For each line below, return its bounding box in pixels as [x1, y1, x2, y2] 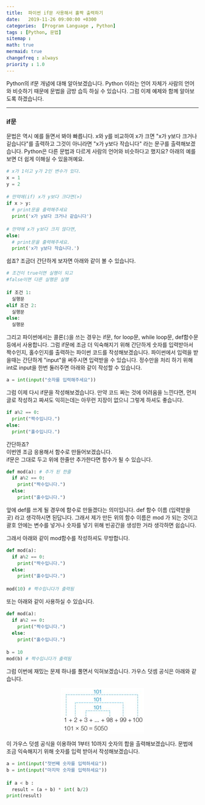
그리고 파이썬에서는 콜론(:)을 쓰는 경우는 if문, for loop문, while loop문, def [6, 333, 184, 341]
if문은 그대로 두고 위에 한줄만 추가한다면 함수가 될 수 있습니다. [6, 455, 153, 463]
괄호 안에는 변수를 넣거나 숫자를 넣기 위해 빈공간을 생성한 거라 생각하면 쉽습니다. [6, 521, 197, 529]
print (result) [6, 793, 43, 799]
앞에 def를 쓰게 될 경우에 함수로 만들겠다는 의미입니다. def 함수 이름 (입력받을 [6, 506, 191, 513]
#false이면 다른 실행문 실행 [6, 276, 69, 283]
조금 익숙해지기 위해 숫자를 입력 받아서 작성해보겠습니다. [6, 748, 140, 755]
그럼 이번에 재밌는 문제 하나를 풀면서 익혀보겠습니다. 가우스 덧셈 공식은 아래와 [6, 668, 190, 675]
